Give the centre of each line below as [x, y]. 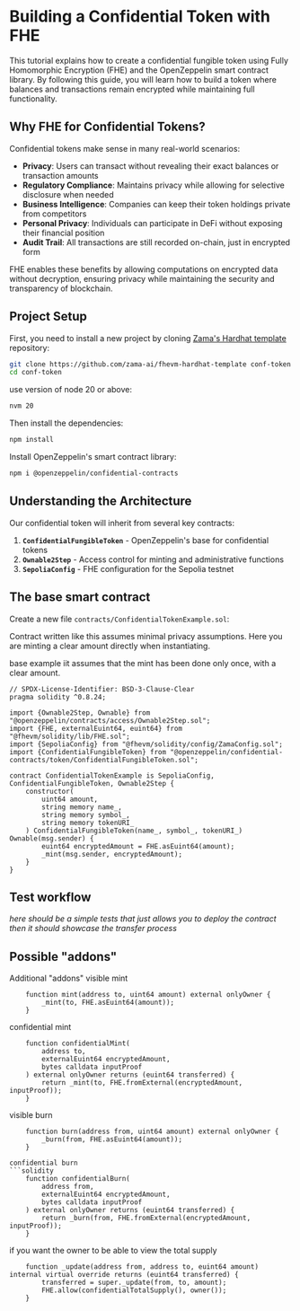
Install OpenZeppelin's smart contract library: [93, 457]
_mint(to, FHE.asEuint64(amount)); [108, 1003]
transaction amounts [60, 175]
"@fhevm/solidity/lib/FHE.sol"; [70, 736]
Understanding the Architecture [101, 502]
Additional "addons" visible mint [69, 978]
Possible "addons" [63, 957]
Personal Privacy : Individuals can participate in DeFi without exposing [152, 223]
